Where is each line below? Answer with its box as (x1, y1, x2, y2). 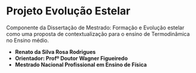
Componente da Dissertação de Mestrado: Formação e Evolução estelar (6, 24, 185, 31)
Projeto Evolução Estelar (6, 4, 131, 18)
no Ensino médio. (6, 36, 49, 44)
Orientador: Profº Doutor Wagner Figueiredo (14, 54, 128, 62)
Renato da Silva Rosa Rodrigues (14, 48, 96, 55)
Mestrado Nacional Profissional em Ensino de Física (14, 61, 147, 68)
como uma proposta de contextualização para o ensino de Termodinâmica (6, 30, 190, 37)
